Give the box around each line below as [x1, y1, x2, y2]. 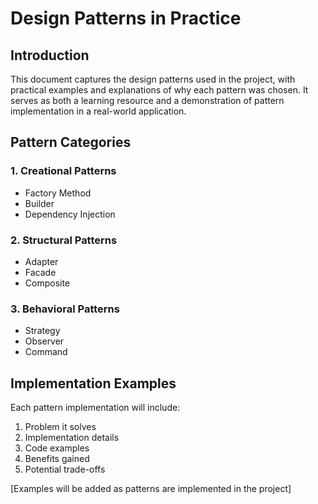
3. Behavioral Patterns [10, 302, 120, 316]
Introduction [10, 47, 90, 64]
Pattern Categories [10, 134, 132, 151]
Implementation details [24, 432, 120, 444]
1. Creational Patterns [10, 164, 117, 178]
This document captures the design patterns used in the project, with [10, 73, 296, 85]
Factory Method [24, 187, 92, 199]
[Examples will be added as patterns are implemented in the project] [10, 483, 292, 495]
